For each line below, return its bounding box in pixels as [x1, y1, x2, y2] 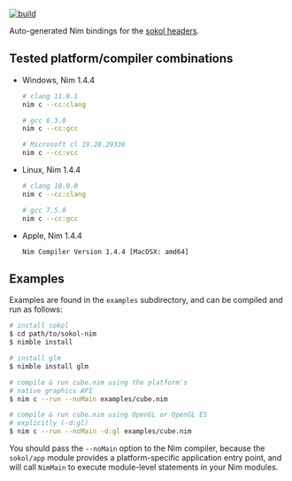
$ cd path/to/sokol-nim [9, 330, 97, 338]
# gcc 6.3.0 [21, 116, 66, 125]
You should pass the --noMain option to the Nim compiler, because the [9, 443, 265, 454]
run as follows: [9, 304, 63, 314]
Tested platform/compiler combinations [9, 51, 234, 66]
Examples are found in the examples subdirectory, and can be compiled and [9, 295, 283, 306]
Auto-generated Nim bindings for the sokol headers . [9, 26, 200, 35]
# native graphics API [9, 386, 93, 395]
